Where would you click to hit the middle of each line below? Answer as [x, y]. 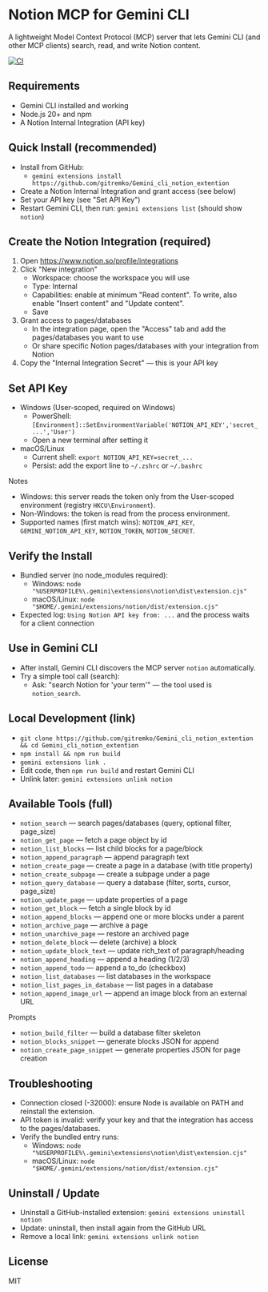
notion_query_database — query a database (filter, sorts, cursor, [125, 883]
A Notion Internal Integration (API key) [82, 123]
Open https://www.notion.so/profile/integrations [99, 261]
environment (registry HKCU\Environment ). [88, 505]
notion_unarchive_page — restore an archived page [104, 934]
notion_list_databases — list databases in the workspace [115, 976]
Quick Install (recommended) [83, 148]
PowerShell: [52, 416]
